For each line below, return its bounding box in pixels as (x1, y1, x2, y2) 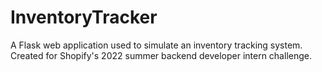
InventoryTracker (10, 6, 158, 29)
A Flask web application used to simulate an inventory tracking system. (10, 39, 303, 51)
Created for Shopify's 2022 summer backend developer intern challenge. (10, 49, 312, 61)
